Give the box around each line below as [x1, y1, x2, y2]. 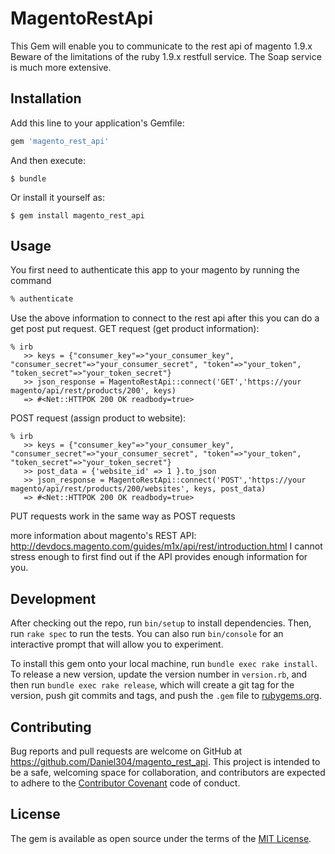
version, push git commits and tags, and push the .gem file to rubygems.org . [10, 690, 323, 702]
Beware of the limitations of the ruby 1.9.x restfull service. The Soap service [10, 50, 322, 62]
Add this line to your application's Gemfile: [10, 117, 185, 129]
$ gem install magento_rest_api [10, 210, 145, 221]
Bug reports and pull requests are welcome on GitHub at [10, 745, 243, 757]
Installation [10, 90, 82, 107]
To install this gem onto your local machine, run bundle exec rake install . [10, 658, 318, 670]
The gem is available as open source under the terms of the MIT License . [10, 832, 312, 844]
